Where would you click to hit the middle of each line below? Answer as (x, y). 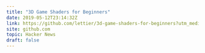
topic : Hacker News (31, 35)
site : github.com (28, 29)
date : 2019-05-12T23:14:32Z (42, 18)
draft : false (23, 40)
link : (13, 23)
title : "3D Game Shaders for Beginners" (59, 12)
